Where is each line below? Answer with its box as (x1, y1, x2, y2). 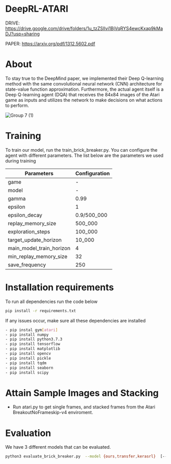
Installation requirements (5, 282, 114, 293)
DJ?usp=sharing (5, 31, 40, 37)
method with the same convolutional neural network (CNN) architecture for (5, 80, 162, 87)
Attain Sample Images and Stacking (5, 387, 159, 399)
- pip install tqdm (5, 360, 47, 366)
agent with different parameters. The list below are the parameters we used (5, 152, 164, 158)
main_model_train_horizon (8, 244, 71, 252)
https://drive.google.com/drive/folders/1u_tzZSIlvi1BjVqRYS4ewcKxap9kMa (5, 25, 163, 31)
